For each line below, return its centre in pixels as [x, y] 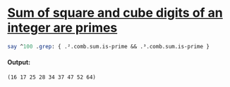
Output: [19, 62]
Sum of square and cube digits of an [115, 13]
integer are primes [62, 28]
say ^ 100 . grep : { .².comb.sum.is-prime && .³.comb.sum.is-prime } [109, 46]
